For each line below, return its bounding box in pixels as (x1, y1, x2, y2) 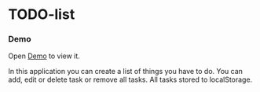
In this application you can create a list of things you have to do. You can (8, 67, 244, 76)
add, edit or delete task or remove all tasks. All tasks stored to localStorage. (8, 75, 253, 84)
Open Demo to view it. (8, 51, 80, 61)
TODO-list (8, 6, 75, 24)
